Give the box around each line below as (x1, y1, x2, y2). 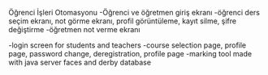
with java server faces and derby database (8, 57, 152, 67)
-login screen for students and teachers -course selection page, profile (8, 40, 247, 50)
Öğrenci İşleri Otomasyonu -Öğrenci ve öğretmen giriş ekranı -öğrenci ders (8, 8, 260, 17)
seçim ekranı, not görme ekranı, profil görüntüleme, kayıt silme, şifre (8, 16, 237, 26)
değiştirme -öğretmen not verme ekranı (8, 25, 140, 34)
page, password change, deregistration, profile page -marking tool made (8, 49, 253, 58)
